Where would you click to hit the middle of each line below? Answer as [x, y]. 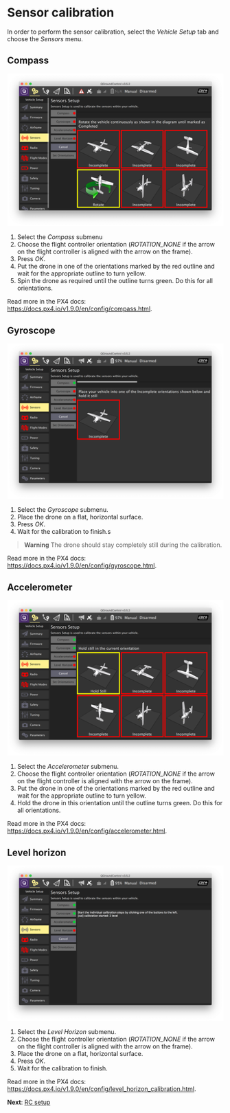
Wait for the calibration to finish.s [64, 532]
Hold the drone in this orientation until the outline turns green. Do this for [120, 803]
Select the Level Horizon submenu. [67, 1032]
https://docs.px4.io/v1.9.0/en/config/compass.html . [80, 309]
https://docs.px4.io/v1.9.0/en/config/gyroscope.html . [82, 565]
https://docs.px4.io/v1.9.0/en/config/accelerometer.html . [87, 831]
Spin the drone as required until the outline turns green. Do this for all [115, 281]
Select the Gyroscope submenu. [62, 510]
